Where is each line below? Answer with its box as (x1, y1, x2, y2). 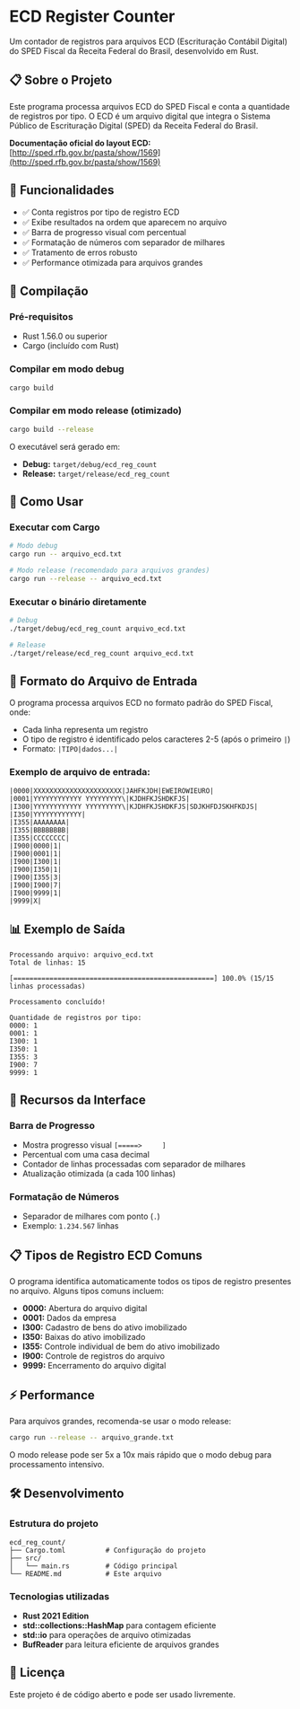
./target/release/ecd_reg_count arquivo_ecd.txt (9, 648, 194, 657)
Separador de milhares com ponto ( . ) (21, 1211, 161, 1222)
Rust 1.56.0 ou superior (21, 330, 107, 342)
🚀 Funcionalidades (9, 182, 115, 198)
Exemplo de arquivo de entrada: (9, 766, 150, 779)
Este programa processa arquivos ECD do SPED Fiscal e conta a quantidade (9, 101, 290, 111)
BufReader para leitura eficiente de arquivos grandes (21, 1639, 219, 1650)
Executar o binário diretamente (9, 595, 147, 608)
